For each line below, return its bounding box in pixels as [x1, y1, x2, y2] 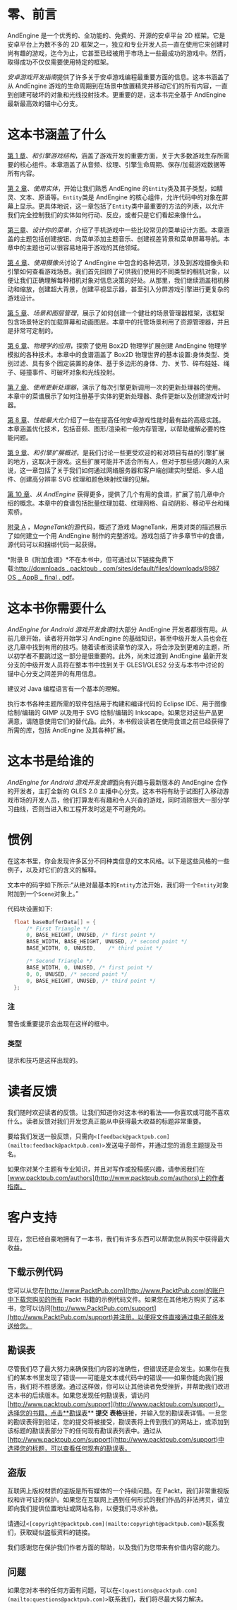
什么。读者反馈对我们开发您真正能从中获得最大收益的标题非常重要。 [7, 1116, 205, 1125]
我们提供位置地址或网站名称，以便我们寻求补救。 [19, 1504, 162, 1513]
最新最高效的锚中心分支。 [7, 99, 82, 107]
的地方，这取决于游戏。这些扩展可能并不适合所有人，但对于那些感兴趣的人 [7, 457, 224, 465]
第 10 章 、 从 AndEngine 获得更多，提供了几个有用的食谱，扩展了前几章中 [7, 489, 219, 498]
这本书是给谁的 [7, 754, 95, 769]
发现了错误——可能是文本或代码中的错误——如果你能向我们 [44, 1373, 217, 1382]
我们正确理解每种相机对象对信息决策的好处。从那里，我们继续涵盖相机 [19, 276, 224, 284]
